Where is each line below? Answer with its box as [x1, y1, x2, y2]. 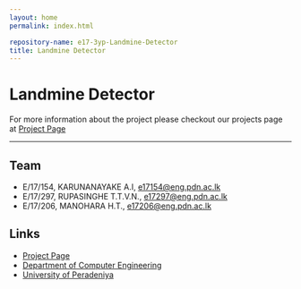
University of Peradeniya [21, 269, 115, 280]
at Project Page [9, 123, 66, 134]
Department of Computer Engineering [21, 259, 162, 270]
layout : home [9, 13, 58, 22]
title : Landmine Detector [9, 46, 106, 55]
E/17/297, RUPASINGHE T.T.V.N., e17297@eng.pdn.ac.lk [21, 191, 228, 201]
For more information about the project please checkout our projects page [9, 114, 283, 125]
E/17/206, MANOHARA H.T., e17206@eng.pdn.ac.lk [21, 200, 212, 211]
